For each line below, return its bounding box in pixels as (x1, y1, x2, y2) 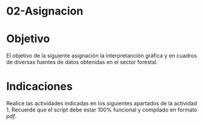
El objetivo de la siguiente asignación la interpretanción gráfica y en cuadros (6, 52, 197, 59)
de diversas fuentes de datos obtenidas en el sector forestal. (6, 59, 158, 66)
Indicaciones (6, 80, 73, 93)
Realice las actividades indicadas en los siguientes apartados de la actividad (6, 100, 197, 107)
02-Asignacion (6, 4, 84, 18)
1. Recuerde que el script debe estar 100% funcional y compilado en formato (6, 106, 198, 113)
